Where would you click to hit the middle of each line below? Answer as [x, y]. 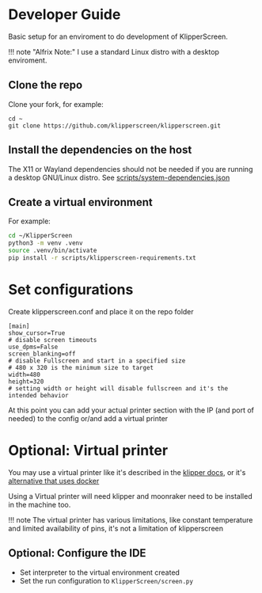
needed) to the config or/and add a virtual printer [88, 418]
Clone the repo [46, 85]
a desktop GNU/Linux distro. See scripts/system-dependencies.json [119, 177]
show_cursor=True [37, 333]
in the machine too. [40, 504]
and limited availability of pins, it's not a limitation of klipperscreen [116, 528]
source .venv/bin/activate [53, 251]
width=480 [25, 374]
